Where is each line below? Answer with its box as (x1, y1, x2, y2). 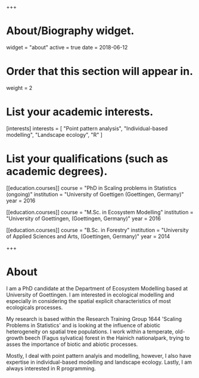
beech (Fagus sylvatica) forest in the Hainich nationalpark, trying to (24, 334, 190, 341)
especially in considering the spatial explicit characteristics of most (6, 297, 171, 304)
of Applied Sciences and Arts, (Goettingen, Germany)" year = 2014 (6, 233, 170, 240)
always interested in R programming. (6, 364, 97, 372)
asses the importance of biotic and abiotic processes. (6, 340, 138, 348)
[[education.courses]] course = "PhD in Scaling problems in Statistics (6, 184, 177, 191)
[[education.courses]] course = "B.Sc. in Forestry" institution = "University (6, 226, 189, 233)
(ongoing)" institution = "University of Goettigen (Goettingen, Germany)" (6, 190, 184, 198)
